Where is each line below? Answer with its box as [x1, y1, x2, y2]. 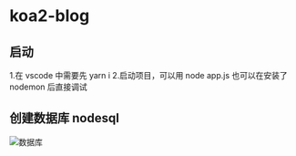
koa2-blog [9, 5, 90, 26]
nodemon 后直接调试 [9, 81, 88, 92]
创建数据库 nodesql [9, 110, 120, 126]
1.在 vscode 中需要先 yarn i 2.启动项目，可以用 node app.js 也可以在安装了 [9, 70, 289, 80]
